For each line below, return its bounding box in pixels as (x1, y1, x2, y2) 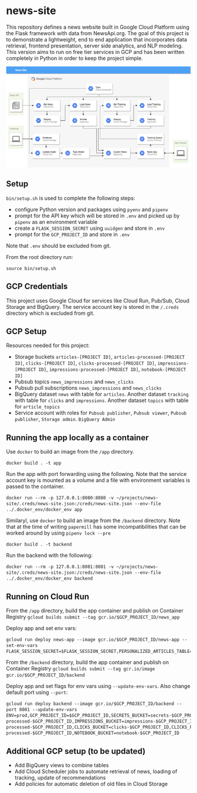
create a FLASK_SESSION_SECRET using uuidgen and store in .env (14, 224, 165, 232)
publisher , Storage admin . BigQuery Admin (14, 416, 116, 423)
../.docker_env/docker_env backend (6, 576, 93, 581)
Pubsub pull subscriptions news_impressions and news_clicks (14, 384, 162, 392)
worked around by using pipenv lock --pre (6, 529, 111, 537)
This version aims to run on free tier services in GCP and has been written (6, 48, 185, 55)
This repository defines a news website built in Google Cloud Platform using (6, 23, 189, 30)
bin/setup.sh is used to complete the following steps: (6, 195, 135, 202)
